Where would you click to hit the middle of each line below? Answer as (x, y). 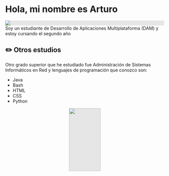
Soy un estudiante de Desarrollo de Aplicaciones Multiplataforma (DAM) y (82, 28)
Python (20, 101)
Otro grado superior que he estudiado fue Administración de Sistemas (78, 64)
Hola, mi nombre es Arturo (62, 9)
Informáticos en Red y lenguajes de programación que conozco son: (76, 70)
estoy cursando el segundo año (38, 33)
